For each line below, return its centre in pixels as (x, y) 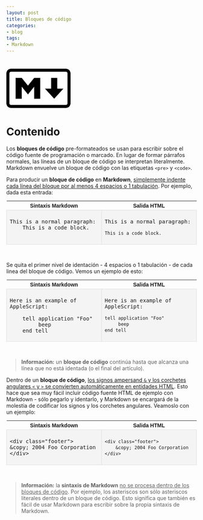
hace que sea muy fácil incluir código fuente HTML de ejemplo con (90, 393)
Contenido (33, 132)
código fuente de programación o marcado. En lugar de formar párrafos (96, 155)
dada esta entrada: (30, 193)
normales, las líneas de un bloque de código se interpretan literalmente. (95, 162)
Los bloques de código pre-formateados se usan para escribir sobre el (95, 149)
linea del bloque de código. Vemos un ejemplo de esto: (75, 271)
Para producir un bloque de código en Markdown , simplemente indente (96, 180)
